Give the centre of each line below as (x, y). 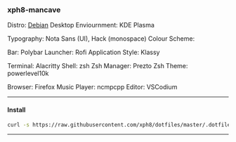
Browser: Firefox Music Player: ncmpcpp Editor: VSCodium (92, 87)
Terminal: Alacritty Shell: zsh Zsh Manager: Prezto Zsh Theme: (98, 66)
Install (17, 110)
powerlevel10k (28, 73)
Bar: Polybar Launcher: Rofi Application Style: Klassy (84, 52)
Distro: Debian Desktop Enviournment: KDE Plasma (81, 25)
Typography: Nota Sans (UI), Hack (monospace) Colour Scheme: (101, 39)
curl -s (19, 124)
